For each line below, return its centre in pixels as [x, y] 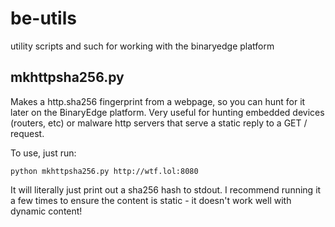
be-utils [43, 18]
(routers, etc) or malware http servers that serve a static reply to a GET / [159, 123]
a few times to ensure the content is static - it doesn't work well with [151, 200]
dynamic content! [46, 211]
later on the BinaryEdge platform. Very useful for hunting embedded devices [167, 112]
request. [27, 133]
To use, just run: [43, 153]
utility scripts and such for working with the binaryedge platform [142, 46]
